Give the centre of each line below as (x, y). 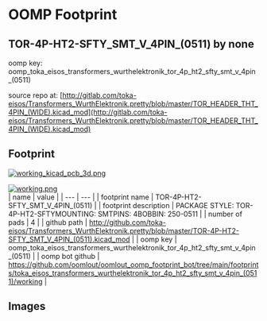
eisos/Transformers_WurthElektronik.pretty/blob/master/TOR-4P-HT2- (124, 230)
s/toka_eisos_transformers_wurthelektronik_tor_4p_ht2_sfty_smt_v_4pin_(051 (133, 273)
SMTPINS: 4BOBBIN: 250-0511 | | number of (170, 214)
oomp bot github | (70, 256)
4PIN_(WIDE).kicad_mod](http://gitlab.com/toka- (88, 112)
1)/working (25, 281)
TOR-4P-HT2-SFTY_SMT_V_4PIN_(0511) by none (131, 44)
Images (27, 306)
